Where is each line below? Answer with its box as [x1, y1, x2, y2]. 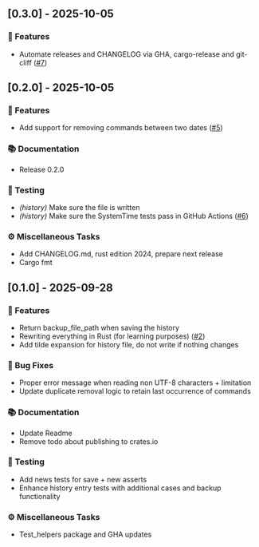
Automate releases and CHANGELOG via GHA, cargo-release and [18, 49, 234, 59]
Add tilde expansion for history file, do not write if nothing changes [18, 339, 239, 349]
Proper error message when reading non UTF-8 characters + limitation [18, 378, 252, 387]
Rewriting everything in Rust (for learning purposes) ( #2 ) [18, 331, 206, 341]
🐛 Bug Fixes [7, 359, 53, 371]
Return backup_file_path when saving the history [18, 323, 180, 332]
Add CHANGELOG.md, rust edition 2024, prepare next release [18, 249, 224, 259]
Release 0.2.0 [18, 164, 65, 174]
